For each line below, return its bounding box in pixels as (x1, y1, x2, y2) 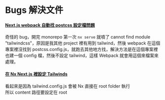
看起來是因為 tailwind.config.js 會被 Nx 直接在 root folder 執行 (5, 83, 130, 89)
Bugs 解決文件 (5, 4, 63, 16)
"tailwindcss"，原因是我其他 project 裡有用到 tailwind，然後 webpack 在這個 (5, 40, 161, 46)
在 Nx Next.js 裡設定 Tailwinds (5, 71, 68, 77)
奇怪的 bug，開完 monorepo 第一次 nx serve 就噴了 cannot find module (5, 34, 151, 40)
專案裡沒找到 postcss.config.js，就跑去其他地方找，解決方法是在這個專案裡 (5, 47, 158, 52)
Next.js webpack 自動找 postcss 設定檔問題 (5, 22, 95, 28)
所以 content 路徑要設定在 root (5, 89, 68, 95)
